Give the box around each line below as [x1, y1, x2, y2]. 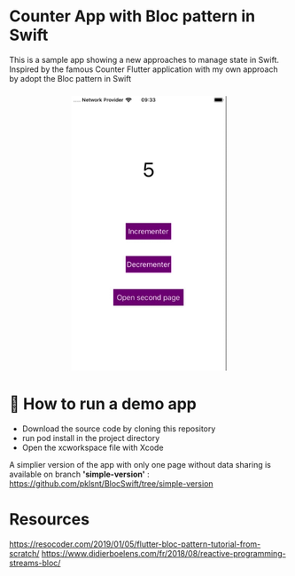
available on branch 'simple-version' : [9, 469, 150, 480]
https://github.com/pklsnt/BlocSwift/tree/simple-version [9, 478, 214, 489]
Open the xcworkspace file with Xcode [21, 442, 164, 454]
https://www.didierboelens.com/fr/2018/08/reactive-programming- [41, 548, 286, 559]
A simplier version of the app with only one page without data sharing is [9, 460, 272, 470]
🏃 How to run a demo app [9, 394, 197, 414]
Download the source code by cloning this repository [21, 423, 216, 434]
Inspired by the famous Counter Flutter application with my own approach [9, 64, 278, 75]
